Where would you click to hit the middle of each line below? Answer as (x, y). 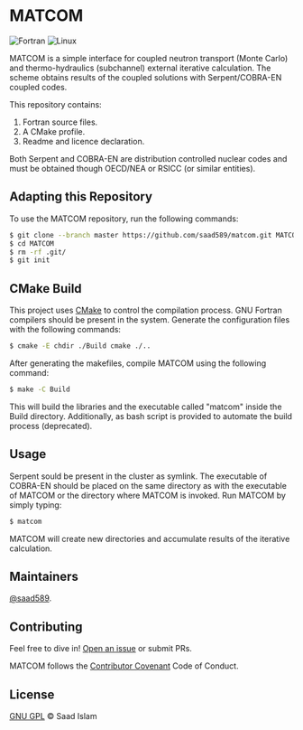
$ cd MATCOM (32, 243)
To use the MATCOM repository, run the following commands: (124, 219)
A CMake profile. (54, 131)
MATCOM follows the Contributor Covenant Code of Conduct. (124, 666)
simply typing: (36, 505)
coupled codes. (38, 87)
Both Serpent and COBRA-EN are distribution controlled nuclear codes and (148, 158)
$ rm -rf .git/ (38, 252)
